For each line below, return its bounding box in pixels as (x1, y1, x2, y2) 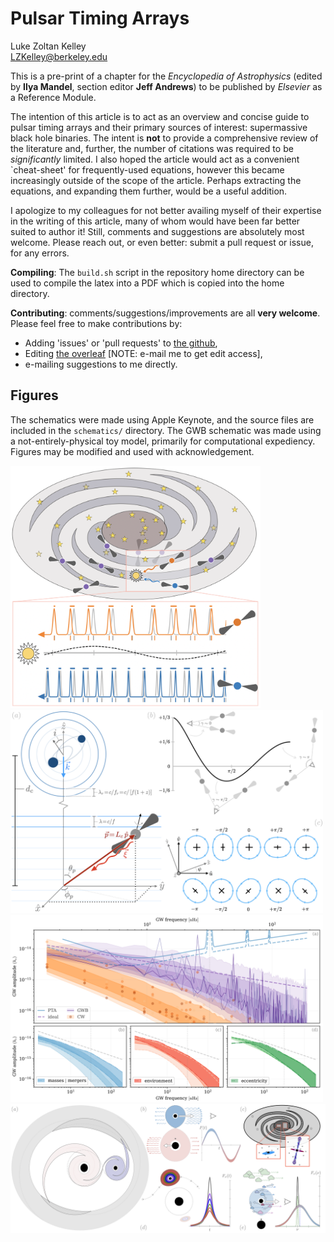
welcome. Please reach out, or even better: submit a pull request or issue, (10, 236, 314, 248)
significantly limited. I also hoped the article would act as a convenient (10, 153, 300, 165)
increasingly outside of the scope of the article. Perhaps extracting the (10, 174, 302, 186)
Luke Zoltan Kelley (10, 40, 87, 52)
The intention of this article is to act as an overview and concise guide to (10, 110, 310, 122)
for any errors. (10, 247, 70, 259)
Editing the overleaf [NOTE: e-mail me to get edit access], (24, 347, 263, 359)
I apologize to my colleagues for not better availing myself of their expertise (10, 204, 322, 216)
